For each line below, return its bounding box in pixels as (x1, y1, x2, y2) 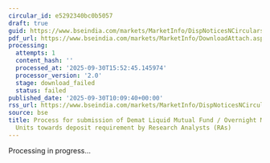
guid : (8, 26, 27, 35)
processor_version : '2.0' (15, 71, 103, 79)
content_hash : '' (15, 57, 74, 65)
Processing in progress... (8, 145, 91, 155)
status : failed (15, 86, 67, 95)
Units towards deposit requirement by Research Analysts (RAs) (15, 124, 231, 132)
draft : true (8, 19, 48, 27)
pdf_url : (8, 34, 38, 43)
